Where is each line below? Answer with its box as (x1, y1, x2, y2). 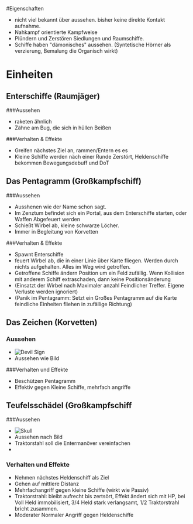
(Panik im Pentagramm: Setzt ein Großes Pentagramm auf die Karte (14, 294, 177, 301)
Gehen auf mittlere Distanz (14, 480, 80, 487)
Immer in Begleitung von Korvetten (14, 228, 98, 235)
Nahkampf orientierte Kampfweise (14, 29, 98, 36)
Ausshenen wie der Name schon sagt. (14, 203, 106, 210)
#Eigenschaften (6, 5, 44, 12)
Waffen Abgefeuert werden (14, 215, 81, 222)
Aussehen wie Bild (14, 354, 60, 362)
